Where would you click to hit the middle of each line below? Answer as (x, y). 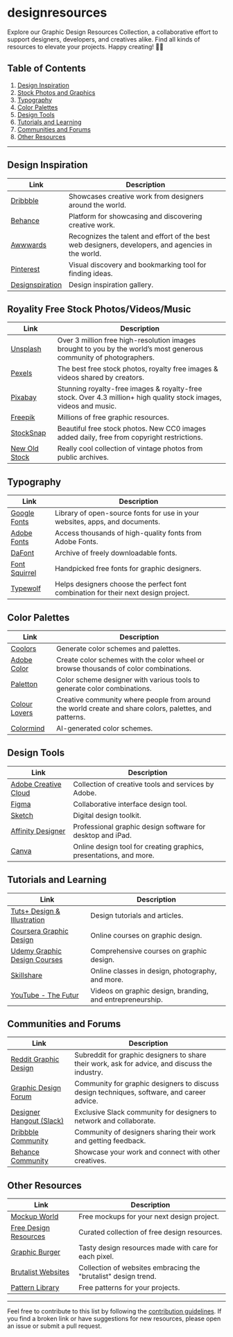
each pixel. (96, 1257)
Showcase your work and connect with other (147, 1152)
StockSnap (28, 433)
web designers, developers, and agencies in (140, 245)
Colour (22, 704)
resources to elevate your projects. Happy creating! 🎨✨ (86, 46)
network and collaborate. (115, 1121)
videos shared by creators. (101, 378)
